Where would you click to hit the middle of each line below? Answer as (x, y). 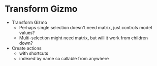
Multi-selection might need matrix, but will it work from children (83, 38)
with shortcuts (34, 53)
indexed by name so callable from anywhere (64, 58)
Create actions (27, 48)
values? (27, 33)
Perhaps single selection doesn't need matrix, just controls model (85, 27)
